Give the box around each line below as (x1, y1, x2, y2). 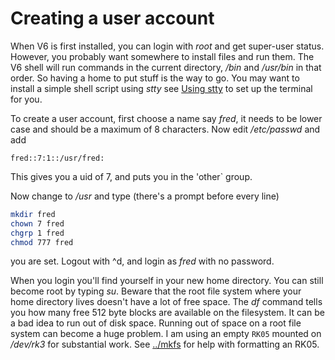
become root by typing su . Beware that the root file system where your (10, 285, 302, 297)
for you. (10, 93, 43, 105)
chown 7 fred (10, 218, 65, 229)
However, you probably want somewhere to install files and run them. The (10, 50, 315, 62)
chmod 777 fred (10, 237, 74, 247)
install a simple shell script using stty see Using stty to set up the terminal (10, 82, 313, 94)
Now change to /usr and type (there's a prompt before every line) (10, 190, 280, 202)
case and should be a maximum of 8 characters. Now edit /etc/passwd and (10, 123, 321, 135)
